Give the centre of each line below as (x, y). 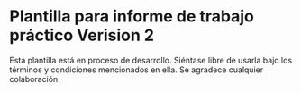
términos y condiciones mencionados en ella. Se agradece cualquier (137, 70)
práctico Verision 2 (82, 35)
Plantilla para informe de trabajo (132, 17)
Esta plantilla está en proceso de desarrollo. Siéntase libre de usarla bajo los (151, 60)
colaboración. (35, 79)
